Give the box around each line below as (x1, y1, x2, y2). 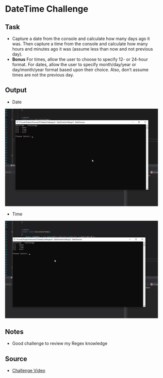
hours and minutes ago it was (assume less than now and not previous (12, 46, 153, 52)
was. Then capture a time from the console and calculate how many (12, 41, 148, 47)
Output (5, 86, 27, 94)
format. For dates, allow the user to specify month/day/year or (12, 62, 137, 67)
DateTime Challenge (5, 3, 89, 15)
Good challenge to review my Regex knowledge (12, 340, 108, 346)
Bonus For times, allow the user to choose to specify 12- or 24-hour (12, 57, 148, 62)
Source (5, 355, 28, 363)
